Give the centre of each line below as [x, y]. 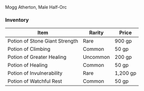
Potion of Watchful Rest [35, 81]
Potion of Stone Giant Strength [43, 41]
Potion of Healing [28, 65]
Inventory [17, 20]
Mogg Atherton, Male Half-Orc [36, 7]
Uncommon [96, 57]
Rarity [96, 33]
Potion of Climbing [29, 49]
